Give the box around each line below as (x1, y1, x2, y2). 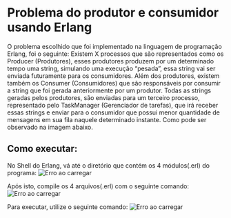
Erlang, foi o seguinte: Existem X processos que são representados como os (7, 50, 224, 58)
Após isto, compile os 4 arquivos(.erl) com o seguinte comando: (7, 181, 190, 190)
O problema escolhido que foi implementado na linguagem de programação (7, 42, 222, 50)
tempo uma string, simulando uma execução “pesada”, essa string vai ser (7, 64, 216, 72)
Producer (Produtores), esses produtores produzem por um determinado (7, 57, 214, 65)
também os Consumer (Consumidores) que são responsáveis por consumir (7, 79, 221, 87)
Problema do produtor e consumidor (7, 5, 219, 21)
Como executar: (7, 143, 78, 155)
